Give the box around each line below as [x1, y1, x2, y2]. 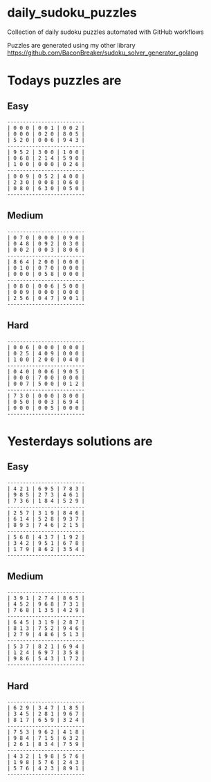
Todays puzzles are [7, 73, 122, 89]
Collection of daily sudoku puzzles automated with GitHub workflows [7, 28, 204, 36]
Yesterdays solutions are [7, 434, 154, 449]
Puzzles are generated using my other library [7, 41, 136, 49]
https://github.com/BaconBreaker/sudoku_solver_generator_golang [7, 48, 199, 57]
